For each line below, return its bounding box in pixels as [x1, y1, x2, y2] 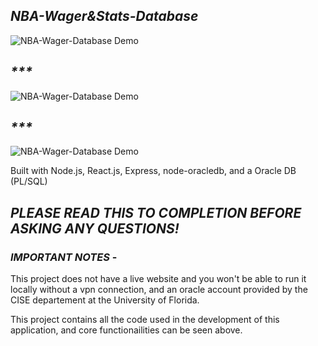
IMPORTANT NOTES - [10, 250, 118, 264]
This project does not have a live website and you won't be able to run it [10, 273, 307, 285]
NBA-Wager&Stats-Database [10, 8, 199, 25]
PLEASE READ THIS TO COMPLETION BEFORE [10, 204, 302, 221]
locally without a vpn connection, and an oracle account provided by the [10, 284, 308, 296]
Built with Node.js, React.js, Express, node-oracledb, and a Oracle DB [10, 165, 297, 177]
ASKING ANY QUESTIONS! [10, 220, 180, 237]
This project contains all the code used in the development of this [10, 314, 280, 326]
